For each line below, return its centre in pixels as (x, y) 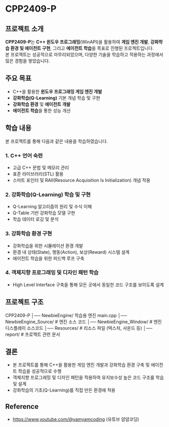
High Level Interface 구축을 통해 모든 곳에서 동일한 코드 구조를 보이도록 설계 (88, 285)
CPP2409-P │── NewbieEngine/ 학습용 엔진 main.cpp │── (66, 315)
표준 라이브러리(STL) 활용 (38, 174)
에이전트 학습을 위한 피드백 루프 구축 (48, 258)
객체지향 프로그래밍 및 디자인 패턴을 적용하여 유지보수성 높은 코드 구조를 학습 (88, 377)
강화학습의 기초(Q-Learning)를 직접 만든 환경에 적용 (64, 390)
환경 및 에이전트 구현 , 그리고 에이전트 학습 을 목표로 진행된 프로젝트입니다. (82, 48)
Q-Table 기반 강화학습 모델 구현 (44, 213)
